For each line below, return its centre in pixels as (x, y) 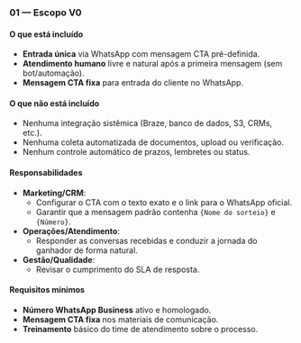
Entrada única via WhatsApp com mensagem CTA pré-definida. (141, 54)
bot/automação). (53, 73)
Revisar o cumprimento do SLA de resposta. (118, 269)
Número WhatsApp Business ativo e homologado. (117, 310)
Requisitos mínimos (47, 290)
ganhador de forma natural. (87, 250)
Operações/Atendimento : (71, 230)
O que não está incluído (55, 103)
